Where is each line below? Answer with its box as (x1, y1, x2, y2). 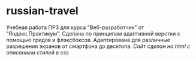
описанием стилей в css (6, 49, 69, 56)
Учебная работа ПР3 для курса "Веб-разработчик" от (6, 24, 144, 31)
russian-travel (6, 4, 79, 18)
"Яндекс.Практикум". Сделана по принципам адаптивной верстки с (6, 30, 181, 37)
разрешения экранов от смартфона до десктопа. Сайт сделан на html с (6, 43, 191, 50)
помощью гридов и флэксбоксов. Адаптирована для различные (6, 36, 171, 43)
